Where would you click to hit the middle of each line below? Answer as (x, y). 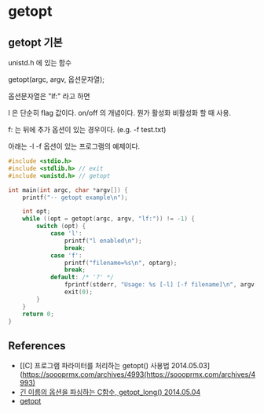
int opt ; (37, 212)
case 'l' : (66, 234)
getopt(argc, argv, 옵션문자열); (56, 79)
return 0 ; (38, 314)
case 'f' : (66, 255)
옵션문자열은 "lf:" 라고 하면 (49, 96)
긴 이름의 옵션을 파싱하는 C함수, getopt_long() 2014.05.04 (110, 393)
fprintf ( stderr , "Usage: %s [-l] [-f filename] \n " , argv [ (161, 285)
